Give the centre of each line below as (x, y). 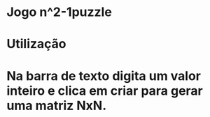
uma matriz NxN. (56, 106)
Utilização (36, 44)
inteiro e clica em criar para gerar (105, 91)
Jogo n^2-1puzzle (59, 12)
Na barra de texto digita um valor (104, 76)
